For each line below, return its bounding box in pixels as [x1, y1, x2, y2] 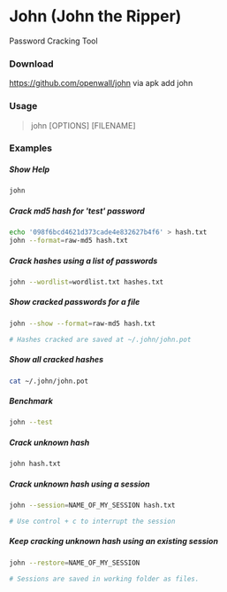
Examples [9, 142, 53, 154]
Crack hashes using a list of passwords [9, 255, 158, 266]
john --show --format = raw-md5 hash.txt [9, 319, 156, 328]
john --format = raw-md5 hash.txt [9, 237, 128, 245]
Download [9, 58, 55, 70]
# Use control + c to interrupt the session [9, 517, 176, 526]
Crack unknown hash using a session [9, 479, 150, 489]
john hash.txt [9, 459, 62, 469]
